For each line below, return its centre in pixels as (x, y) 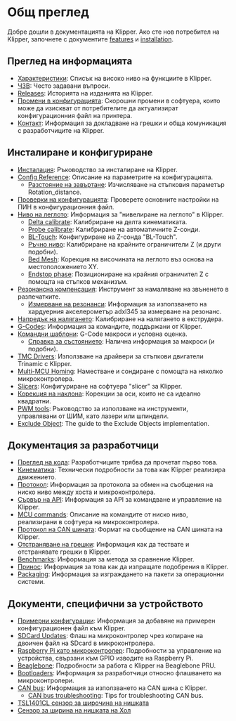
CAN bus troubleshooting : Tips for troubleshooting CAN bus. (116, 696)
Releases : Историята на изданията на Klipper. (85, 93)
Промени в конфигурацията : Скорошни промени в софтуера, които (119, 100)
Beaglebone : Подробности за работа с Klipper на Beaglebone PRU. (117, 665)
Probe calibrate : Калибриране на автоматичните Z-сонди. (114, 229)
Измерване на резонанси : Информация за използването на (117, 304)
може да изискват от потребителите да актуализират (98, 108)
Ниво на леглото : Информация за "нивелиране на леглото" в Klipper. (120, 214)
